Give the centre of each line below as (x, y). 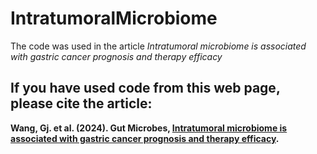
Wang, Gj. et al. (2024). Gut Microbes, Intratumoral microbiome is (149, 128)
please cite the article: (81, 103)
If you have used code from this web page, (145, 88)
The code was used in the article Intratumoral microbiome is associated (158, 46)
